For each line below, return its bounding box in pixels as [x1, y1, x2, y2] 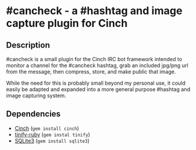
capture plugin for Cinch [6, 16, 128, 30]
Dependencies [6, 109, 61, 119]
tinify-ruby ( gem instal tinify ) [14, 131, 90, 138]
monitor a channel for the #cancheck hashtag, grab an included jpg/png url [6, 62, 188, 69]
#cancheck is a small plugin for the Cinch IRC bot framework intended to [6, 56, 182, 62]
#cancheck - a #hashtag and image [6, 4, 182, 18]
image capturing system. [6, 92, 67, 99]
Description [6, 40, 50, 50]
